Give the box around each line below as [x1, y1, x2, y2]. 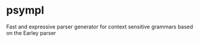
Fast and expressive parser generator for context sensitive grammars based [6, 23, 193, 30]
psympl [6, 4, 44, 17]
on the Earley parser [6, 29, 57, 36]
